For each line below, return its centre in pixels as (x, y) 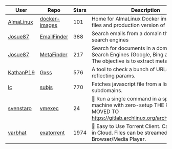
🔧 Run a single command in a (126, 99)
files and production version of (128, 25)
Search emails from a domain (127, 34)
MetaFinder (53, 55)
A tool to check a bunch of (123, 69)
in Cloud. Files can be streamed (130, 133)
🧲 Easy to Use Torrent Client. (126, 126)
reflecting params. (113, 76)
